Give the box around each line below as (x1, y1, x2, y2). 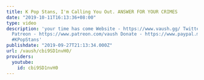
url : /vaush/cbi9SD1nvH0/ (6, 48, 72, 54)
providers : (6, 54, 34, 60)
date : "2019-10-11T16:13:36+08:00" (6, 14, 97, 20)
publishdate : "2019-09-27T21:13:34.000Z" (6, 43, 113, 49)
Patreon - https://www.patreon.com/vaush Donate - (12, 31, 143, 37)
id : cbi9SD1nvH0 (17, 64, 59, 71)
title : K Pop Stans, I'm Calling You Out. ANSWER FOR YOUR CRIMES (6, 8, 178, 15)
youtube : (12, 59, 34, 65)
